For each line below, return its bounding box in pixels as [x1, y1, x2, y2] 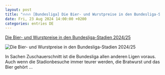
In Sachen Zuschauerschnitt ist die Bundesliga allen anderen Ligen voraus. [5, 54, 156, 60]
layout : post [5, 7, 32, 12]
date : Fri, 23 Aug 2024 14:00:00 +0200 [5, 16, 87, 21]
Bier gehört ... [5, 64, 33, 70]
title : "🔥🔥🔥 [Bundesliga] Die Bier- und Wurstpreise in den [5, 12, 132, 17]
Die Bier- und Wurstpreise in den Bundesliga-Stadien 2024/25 [5, 35, 131, 40]
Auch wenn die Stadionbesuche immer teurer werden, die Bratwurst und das [5, 59, 160, 65]
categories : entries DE [5, 21, 54, 26]
